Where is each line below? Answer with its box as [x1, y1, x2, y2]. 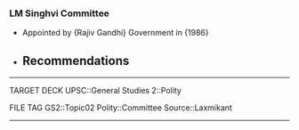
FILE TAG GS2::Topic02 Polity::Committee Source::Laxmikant [9, 102, 233, 113]
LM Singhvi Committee [9, 7, 109, 20]
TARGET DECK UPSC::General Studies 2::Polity [9, 85, 182, 96]
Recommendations [21, 53, 130, 69]
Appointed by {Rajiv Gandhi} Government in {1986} [21, 28, 209, 38]
